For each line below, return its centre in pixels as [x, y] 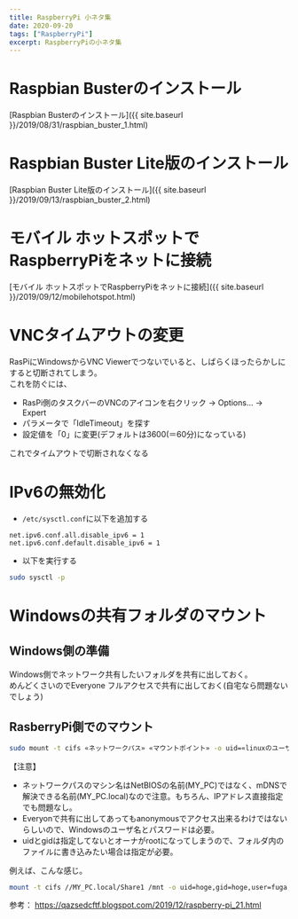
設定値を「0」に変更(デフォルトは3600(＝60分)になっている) [134, 434]
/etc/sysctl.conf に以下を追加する [85, 518]
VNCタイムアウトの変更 [97, 336]
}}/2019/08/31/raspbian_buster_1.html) [79, 125]
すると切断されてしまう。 [55, 373]
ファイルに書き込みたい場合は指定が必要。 [100, 852]
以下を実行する [49, 561]
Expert [34, 412]
